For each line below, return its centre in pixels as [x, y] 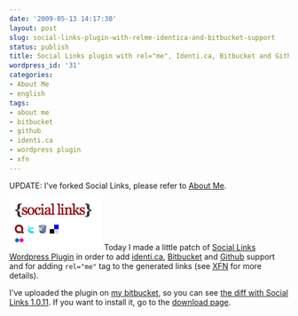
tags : [19, 103]
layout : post [33, 28]
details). [24, 275]
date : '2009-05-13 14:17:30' [63, 19]
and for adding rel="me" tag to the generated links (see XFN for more [136, 265]
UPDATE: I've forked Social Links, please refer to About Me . [118, 186]
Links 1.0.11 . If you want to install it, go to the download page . [120, 302]
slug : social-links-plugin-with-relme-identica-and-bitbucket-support [142, 37]
